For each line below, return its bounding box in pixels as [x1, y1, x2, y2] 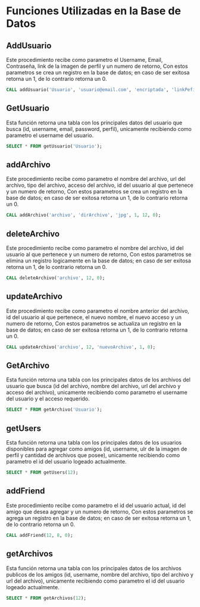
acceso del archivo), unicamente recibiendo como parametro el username [6, 389, 187, 396]
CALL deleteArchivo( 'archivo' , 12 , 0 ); [6, 275, 105, 281]
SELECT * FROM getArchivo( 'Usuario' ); [6, 406, 102, 413]
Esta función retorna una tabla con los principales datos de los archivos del [6, 376, 190, 383]
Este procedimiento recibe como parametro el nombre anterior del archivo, [6, 307, 189, 314]
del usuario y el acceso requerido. [6, 395, 90, 402]
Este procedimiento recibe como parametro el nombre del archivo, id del [6, 245, 184, 252]
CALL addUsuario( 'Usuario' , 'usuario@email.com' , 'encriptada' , [6, 87, 169, 93]
